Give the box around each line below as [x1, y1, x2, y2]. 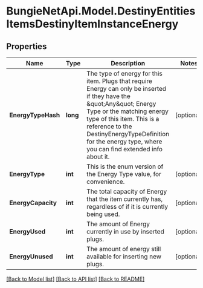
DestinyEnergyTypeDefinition [86, 130, 170, 138]
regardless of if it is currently [86, 203, 168, 211]
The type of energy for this [86, 70, 163, 77]
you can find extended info [86, 145, 163, 153]
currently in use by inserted [86, 227, 164, 235]
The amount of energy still [86, 245, 161, 253]
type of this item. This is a [86, 115, 159, 123]
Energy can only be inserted [86, 85, 167, 93]
